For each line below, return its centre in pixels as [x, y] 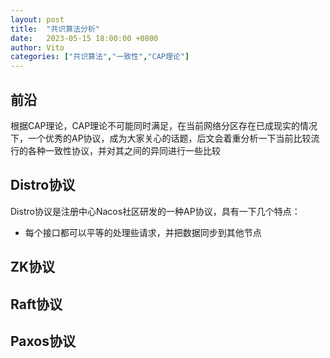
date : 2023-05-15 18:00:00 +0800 [84, 38]
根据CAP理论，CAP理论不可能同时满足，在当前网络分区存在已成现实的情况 [164, 125]
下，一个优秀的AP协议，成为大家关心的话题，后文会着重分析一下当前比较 [161, 138]
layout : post [37, 19]
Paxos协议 [43, 341]
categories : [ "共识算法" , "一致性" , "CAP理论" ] [100, 57]
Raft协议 [36, 304]
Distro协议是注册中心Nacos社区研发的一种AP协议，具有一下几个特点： [155, 211]
